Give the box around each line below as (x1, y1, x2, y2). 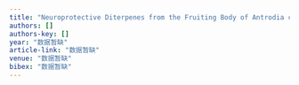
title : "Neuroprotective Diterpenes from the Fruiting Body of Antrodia (9, 12, 285, 22)
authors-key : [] (9, 29, 69, 38)
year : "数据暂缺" (9, 37, 69, 47)
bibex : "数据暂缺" (9, 63, 73, 72)
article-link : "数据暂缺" (9, 46, 101, 55)
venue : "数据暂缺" (9, 54, 73, 63)
